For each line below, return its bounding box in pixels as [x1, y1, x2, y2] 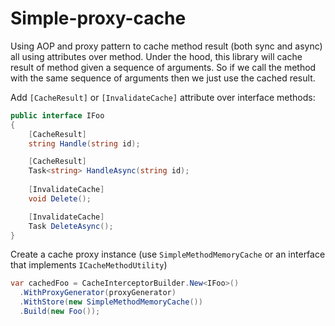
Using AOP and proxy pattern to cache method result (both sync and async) [10, 40, 323, 52]
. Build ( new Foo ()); [19, 307, 101, 317]
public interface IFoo [10, 110, 105, 121]
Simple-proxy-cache [10, 7, 187, 30]
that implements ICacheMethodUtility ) [10, 259, 168, 271]
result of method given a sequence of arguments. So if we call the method [10, 61, 317, 73]
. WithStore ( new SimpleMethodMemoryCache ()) [19, 297, 203, 307]
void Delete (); [28, 193, 92, 204]
